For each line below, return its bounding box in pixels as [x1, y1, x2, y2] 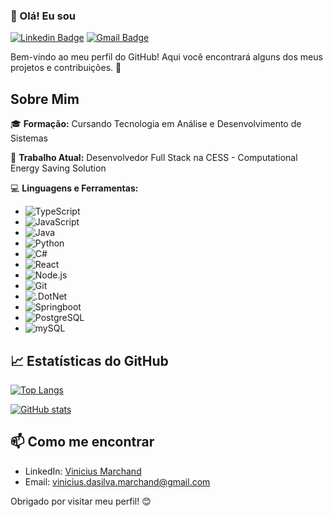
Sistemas [10, 132, 48, 144]
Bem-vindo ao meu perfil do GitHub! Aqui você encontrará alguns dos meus [10, 51, 323, 63]
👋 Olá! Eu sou [10, 9, 76, 23]
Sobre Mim [10, 90, 80, 108]
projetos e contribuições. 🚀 [10, 62, 122, 74]
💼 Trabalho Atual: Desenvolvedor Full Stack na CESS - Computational [10, 152, 298, 164]
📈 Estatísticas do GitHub [10, 352, 169, 369]
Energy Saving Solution [10, 162, 107, 174]
